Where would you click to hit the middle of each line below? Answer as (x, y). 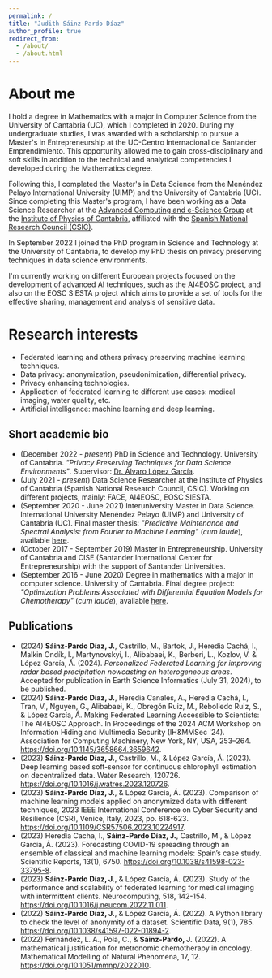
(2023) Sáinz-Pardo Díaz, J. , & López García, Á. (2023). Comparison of (139, 792)
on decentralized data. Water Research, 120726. (100, 775)
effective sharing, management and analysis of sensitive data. (112, 301)
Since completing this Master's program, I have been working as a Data (127, 201)
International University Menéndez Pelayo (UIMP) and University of (132, 514)
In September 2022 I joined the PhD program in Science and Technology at (134, 242)
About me (42, 94)
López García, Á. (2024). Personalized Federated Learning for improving (141, 663)
